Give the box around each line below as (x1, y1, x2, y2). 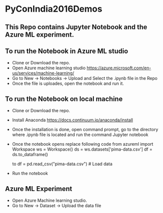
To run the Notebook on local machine (5, 95, 123, 103)
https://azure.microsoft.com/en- (87, 65, 151, 71)
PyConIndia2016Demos (5, 3, 103, 15)
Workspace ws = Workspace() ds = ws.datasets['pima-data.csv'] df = (12, 146, 152, 152)
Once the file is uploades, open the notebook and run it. (12, 80, 124, 86)
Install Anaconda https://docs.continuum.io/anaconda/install (12, 117, 133, 123)
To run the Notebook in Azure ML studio (5, 47, 128, 55)
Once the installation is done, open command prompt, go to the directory (12, 127, 158, 133)
